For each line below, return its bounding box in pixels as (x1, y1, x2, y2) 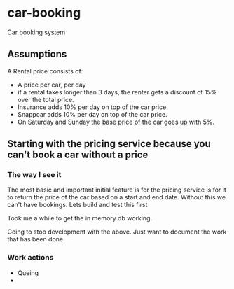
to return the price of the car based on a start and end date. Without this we (7, 193, 226, 202)
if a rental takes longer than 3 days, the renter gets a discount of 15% (17, 87, 217, 96)
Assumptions (7, 48, 67, 60)
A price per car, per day (17, 80, 86, 89)
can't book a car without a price (7, 149, 149, 161)
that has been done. (7, 235, 65, 244)
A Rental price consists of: (7, 66, 83, 75)
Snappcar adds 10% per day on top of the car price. (17, 110, 167, 118)
